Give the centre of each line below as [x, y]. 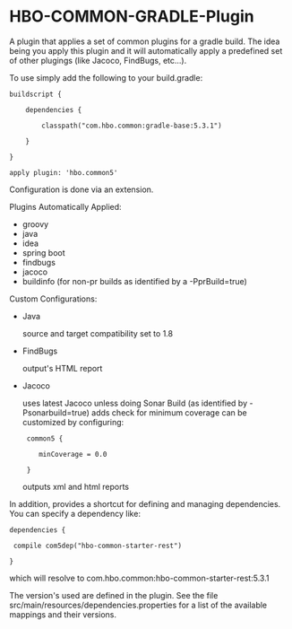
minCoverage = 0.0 [73, 454]
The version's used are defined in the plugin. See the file [114, 595]
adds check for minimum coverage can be [169, 412]
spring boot [43, 252]
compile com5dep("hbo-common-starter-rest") [97, 546]
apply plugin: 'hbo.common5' [64, 172]
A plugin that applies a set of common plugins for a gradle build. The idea [145, 41]
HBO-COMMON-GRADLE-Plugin [132, 17]
